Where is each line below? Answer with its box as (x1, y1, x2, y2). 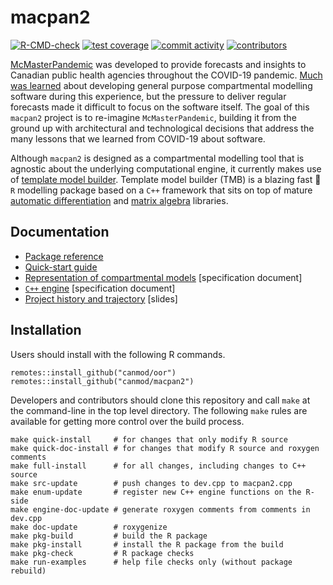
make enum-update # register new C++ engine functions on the (10, 487, 302, 497)
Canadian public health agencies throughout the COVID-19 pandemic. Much (10, 69, 323, 81)
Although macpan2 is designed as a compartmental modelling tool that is (10, 152, 305, 164)
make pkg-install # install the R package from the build (10, 539, 284, 550)
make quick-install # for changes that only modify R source (10, 434, 288, 445)
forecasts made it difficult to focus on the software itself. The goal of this (10, 101, 310, 113)
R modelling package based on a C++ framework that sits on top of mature (10, 184, 313, 196)
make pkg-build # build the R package (10, 531, 208, 541)
